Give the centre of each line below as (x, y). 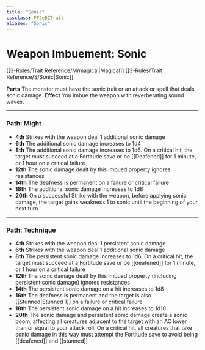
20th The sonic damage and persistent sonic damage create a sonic (101, 315)
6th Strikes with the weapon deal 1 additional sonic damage (90, 250)
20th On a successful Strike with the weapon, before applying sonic (101, 195)
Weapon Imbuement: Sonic (77, 54)
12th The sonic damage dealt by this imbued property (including (96, 275)
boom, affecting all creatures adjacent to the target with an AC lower (101, 321)
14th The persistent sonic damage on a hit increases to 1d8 (89, 289)
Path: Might (24, 124)
